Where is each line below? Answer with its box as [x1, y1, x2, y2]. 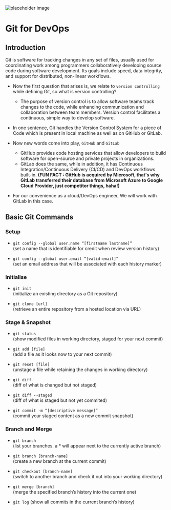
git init [12, 286, 32, 291]
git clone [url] [12, 301, 48, 307]
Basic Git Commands [5, 213, 73, 221]
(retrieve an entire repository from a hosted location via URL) [12, 305, 141, 312]
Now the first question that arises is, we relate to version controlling [12, 83, 160, 89]
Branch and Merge [5, 425, 52, 433]
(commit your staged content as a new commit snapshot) [12, 413, 134, 419]
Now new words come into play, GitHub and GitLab [12, 140, 120, 146]
